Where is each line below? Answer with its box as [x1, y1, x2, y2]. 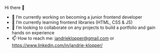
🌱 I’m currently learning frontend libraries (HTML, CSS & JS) [11, 20, 133, 25]
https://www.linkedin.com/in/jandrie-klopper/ [11, 42, 103, 48]
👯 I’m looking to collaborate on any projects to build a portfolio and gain [11, 25, 156, 30]
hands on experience [11, 30, 55, 35]
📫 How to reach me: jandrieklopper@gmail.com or [11, 35, 114, 41]
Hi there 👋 [4, 5, 25, 10]
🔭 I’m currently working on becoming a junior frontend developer [11, 14, 142, 20]
